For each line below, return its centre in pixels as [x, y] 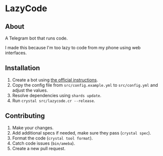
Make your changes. [33, 128]
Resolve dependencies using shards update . [57, 95]
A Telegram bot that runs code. [36, 38]
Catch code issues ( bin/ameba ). [44, 143]
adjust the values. [30, 90]
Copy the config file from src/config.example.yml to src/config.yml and [85, 85]
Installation [23, 68]
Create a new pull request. [39, 148]
